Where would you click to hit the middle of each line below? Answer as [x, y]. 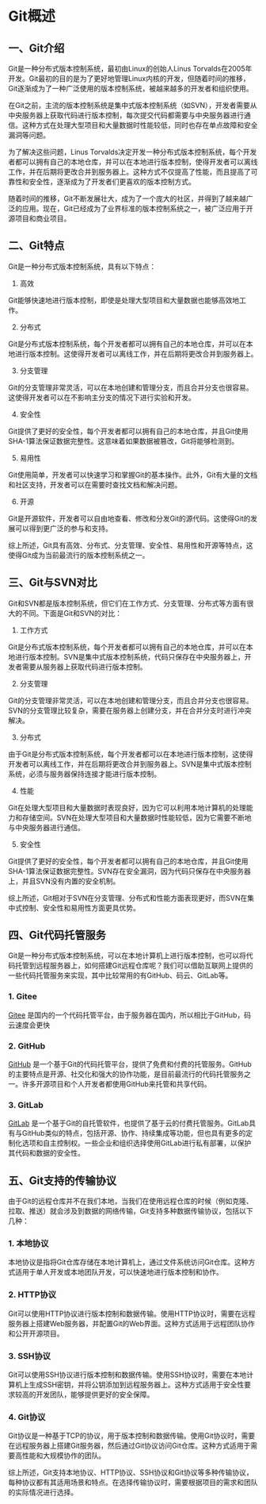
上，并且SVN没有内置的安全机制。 [64, 881]
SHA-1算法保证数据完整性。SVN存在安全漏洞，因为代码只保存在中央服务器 [129, 871]
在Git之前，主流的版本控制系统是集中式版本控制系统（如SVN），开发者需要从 [133, 105]
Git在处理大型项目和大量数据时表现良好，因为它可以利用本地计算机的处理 [127, 807]
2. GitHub [27, 1046]
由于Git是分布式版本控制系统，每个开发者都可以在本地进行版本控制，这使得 [131, 754]
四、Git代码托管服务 [57, 935]
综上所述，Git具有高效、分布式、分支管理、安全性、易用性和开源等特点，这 [131, 545]
